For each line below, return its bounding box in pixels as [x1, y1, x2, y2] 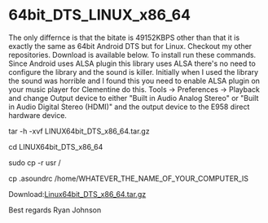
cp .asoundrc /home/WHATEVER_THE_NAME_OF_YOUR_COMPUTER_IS [8, 173, 248, 183]
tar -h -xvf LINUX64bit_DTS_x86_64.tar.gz [8, 126, 150, 136]
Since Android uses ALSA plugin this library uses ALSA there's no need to [8, 59, 257, 68]
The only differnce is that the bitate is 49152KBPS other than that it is [8, 33, 240, 42]
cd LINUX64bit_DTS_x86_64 [8, 142, 103, 151]
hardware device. [8, 110, 68, 120]
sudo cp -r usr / [8, 157, 61, 168]
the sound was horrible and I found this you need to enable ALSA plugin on [8, 76, 261, 85]
